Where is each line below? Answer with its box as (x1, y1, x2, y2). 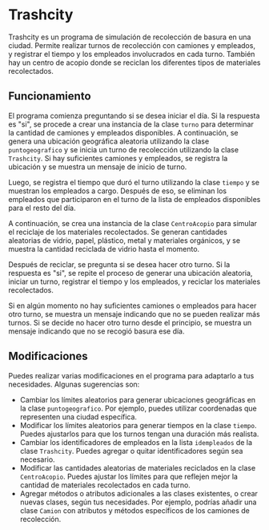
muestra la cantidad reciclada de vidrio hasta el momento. (8, 244, 200, 253)
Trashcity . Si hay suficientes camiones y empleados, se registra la (8, 153, 228, 163)
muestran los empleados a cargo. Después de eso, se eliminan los (8, 186, 227, 196)
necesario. (19, 455, 55, 464)
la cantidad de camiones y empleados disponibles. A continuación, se (8, 127, 239, 137)
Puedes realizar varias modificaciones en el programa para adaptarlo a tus (8, 370, 255, 380)
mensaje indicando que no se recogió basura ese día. (8, 326, 185, 336)
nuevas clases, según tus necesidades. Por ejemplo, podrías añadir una (19, 497, 257, 507)
